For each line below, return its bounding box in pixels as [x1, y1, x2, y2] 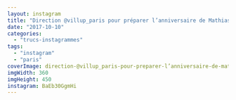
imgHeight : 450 [7, 75, 52, 83]
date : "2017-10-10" [7, 23, 65, 30]
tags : [7, 43, 23, 50]
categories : [7, 30, 42, 37]
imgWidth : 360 [7, 69, 49, 76]
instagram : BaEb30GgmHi [7, 82, 77, 89]
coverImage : [7, 63, 42, 70]
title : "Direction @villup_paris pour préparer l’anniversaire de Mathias [7, 17, 231, 24]
